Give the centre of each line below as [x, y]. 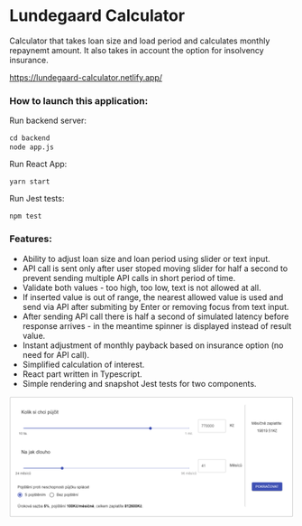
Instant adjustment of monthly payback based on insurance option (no [153, 345]
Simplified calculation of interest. [83, 364]
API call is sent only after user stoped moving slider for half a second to [155, 268]
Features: [31, 239]
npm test [26, 216]
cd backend [30, 138]
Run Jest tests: [37, 199]
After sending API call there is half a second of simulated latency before [156, 316]
